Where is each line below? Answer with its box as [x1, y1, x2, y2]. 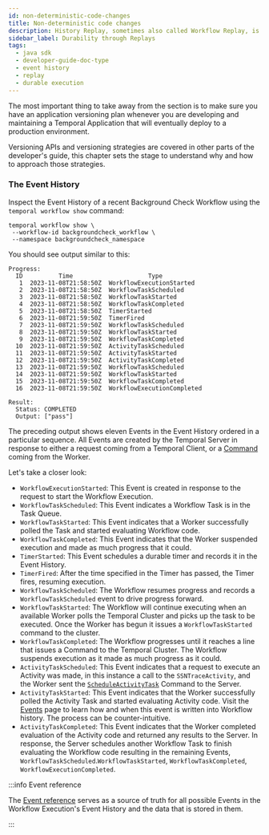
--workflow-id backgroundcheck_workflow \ [11, 228, 156, 237]
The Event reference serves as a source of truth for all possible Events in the [8, 795, 261, 805]
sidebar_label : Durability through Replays [8, 34, 156, 43]
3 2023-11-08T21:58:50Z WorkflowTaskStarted [18, 293, 178, 301]
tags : [8, 42, 26, 50]
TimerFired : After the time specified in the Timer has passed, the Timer [19, 568, 255, 578]
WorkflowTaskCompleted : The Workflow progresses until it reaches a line [19, 636, 255, 646]
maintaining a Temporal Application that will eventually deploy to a [8, 118, 227, 128]
